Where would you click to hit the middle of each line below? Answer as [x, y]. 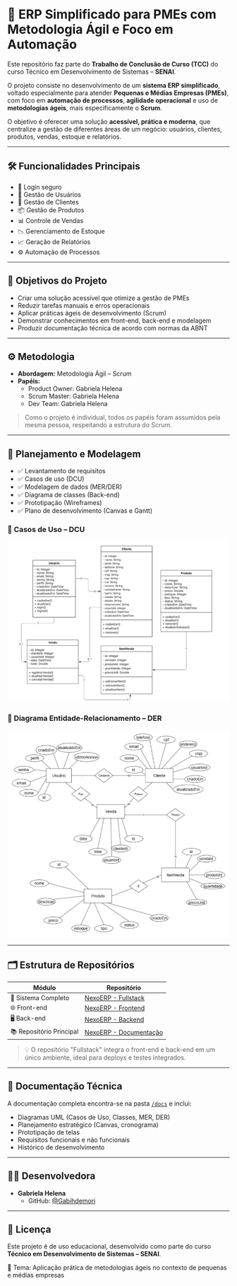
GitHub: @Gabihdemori [62, 1200]
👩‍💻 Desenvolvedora [51, 1176]
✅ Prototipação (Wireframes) [60, 503]
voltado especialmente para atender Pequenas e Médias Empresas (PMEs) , [118, 93]
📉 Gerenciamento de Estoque [61, 231]
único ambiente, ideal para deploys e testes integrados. [105, 1058]
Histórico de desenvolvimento [61, 1147]
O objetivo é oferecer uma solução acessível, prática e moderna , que [109, 121]
